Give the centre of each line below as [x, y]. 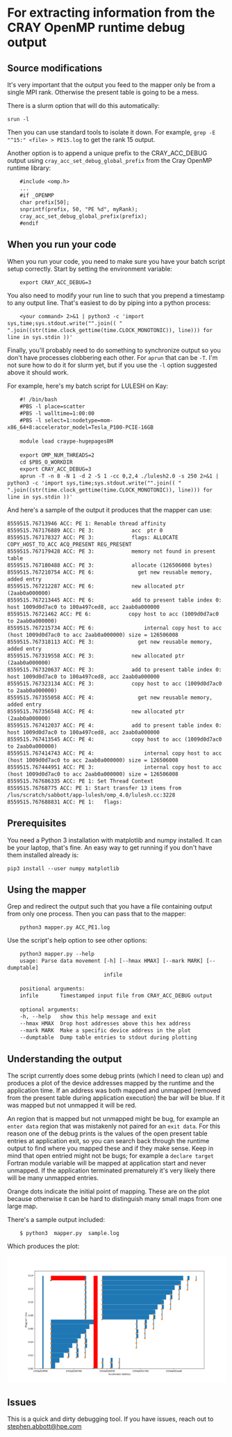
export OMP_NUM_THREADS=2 [57, 455]
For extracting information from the [111, 13]
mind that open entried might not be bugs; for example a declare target [110, 1156]
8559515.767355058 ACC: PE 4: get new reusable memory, [110, 698]
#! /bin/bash [39, 399]
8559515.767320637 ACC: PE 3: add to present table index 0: [115, 670]
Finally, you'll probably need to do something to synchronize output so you [114, 350]
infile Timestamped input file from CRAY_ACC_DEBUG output [116, 996]
